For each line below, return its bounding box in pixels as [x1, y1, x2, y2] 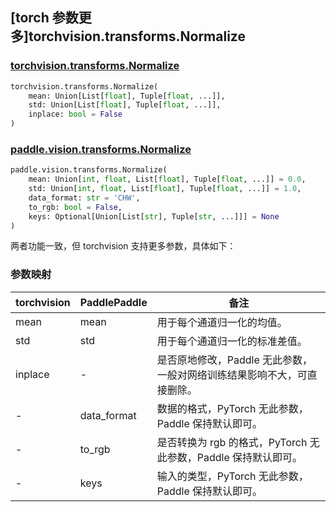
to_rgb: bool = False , [28, 202, 123, 212]
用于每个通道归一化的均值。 [156, 315, 288, 329]
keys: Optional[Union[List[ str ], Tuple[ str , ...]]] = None [28, 211, 280, 222]
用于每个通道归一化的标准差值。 [156, 334, 308, 348]
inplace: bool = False [28, 109, 123, 120]
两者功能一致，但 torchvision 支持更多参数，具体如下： [10, 240, 237, 252]
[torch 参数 [10, 9, 79, 27]
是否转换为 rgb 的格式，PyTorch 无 [156, 435, 320, 449]
